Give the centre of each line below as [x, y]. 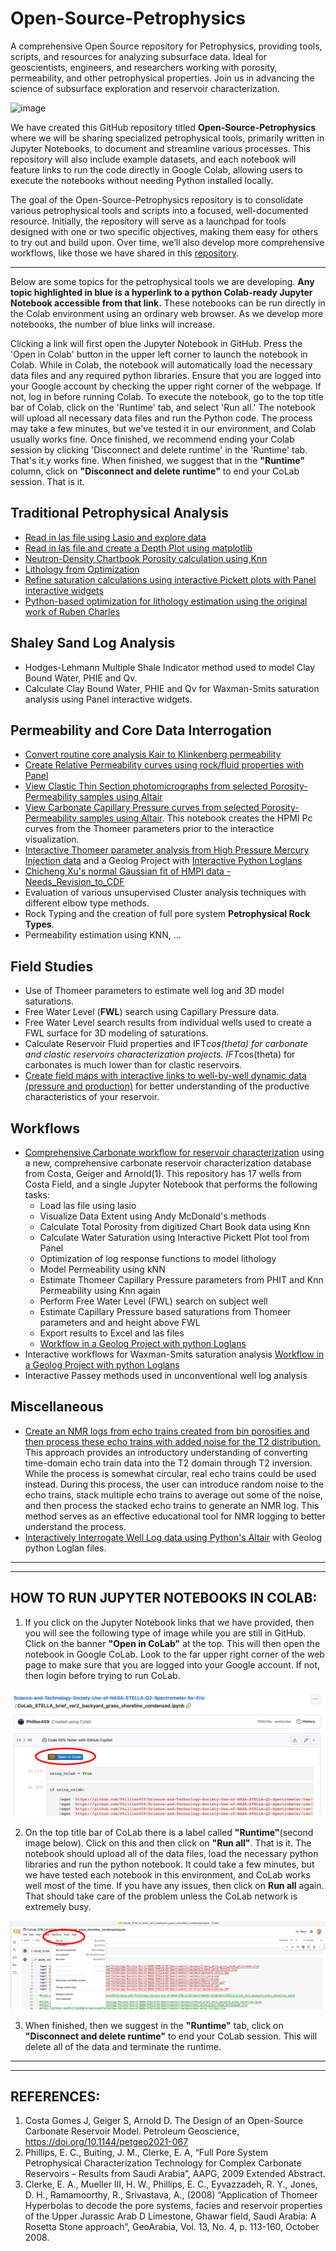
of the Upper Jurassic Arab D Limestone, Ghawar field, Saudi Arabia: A [170, 2216]
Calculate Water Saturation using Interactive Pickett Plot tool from [174, 1237]
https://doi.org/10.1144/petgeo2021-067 [106, 2142]
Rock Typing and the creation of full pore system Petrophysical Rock [167, 914]
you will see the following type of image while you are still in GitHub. [165, 1633]
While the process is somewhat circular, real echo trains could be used [170, 1473]
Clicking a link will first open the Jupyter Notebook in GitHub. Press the [156, 343]
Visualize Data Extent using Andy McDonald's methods [153, 1216]
